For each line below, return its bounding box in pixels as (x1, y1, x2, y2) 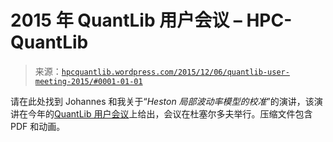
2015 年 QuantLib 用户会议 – (10, 9, 243, 32)
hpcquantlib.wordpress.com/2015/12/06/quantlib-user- (61, 67, 290, 77)
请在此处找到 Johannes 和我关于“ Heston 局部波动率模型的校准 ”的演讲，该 (10, 95, 315, 107)
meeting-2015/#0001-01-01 (34, 76, 143, 86)
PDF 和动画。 (10, 120, 66, 132)
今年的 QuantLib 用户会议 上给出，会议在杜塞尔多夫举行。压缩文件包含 (27, 107, 313, 120)
